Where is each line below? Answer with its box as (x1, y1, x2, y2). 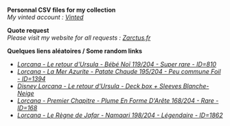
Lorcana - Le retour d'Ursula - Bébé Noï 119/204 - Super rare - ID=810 (16, 60, 217, 68)
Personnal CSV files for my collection (7, 6, 116, 14)
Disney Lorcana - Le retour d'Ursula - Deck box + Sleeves (16, 82, 182, 90)
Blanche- (183, 82, 209, 90)
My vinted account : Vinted (7, 13, 84, 21)
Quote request (7, 27, 49, 34)
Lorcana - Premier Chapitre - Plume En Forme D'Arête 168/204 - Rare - (16, 97, 219, 105)
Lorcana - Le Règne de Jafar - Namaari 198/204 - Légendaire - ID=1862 (16, 111, 223, 119)
